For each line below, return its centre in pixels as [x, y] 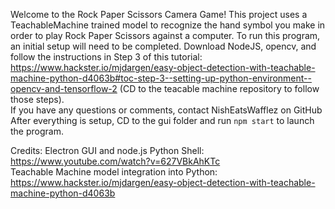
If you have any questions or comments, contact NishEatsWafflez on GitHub [166, 110]
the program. [37, 131]
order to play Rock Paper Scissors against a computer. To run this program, [165, 35]
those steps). [37, 99]
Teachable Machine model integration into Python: [114, 172]
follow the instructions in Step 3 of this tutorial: [106, 57]
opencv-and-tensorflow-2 [64, 88]
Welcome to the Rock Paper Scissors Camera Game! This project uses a [159, 14]
